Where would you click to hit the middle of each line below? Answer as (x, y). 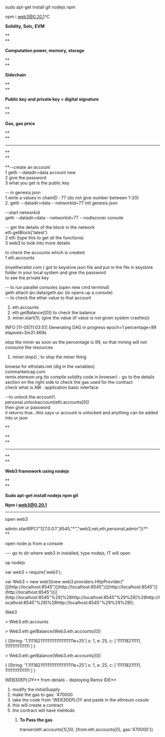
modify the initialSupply (36, 689)
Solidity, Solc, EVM (25, 26)
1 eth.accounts (20, 258)
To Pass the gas (36, 720)
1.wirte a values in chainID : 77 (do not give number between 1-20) (72, 198)
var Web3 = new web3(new (33, 582)
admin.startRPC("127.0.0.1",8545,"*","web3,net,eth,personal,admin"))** (77, 529)
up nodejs (15, 563)
